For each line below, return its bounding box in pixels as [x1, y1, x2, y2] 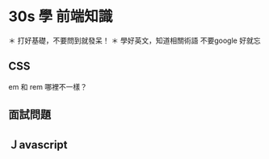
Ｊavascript [8, 138, 68, 152]
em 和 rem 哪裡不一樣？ [8, 82, 87, 91]
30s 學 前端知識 [8, 7, 113, 26]
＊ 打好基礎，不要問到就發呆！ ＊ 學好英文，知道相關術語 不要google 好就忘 [8, 36, 261, 45]
